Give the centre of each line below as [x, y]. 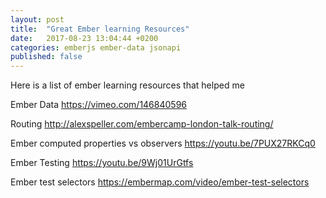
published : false [46, 57]
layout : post [37, 19]
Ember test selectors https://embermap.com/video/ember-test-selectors [160, 182]
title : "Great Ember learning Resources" [100, 29]
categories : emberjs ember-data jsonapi [96, 47]
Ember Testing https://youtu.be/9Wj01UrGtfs [102, 163]
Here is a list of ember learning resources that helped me [127, 85]
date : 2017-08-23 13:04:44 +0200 [84, 38]
